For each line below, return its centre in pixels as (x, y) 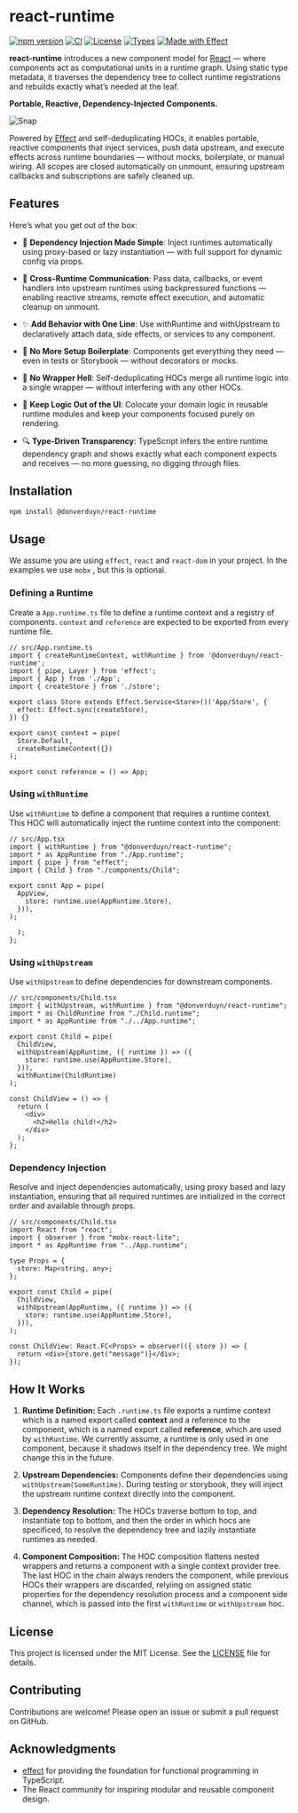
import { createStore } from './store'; (85, 686)
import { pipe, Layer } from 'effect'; (83, 671)
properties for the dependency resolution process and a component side (155, 1595)
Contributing (45, 1690)
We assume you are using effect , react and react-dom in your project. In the (149, 560)
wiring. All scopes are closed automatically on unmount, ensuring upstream (147, 166)
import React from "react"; (61, 1230)
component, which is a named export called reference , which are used (152, 1429)
